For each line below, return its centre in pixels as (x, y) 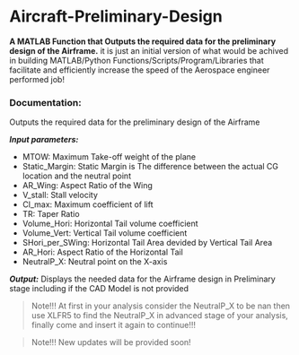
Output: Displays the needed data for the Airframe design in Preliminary (142, 279)
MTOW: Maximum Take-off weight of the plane (109, 157)
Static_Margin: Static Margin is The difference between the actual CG (150, 167)
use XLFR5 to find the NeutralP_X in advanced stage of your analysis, (160, 316)
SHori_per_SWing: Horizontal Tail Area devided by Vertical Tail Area (147, 243)
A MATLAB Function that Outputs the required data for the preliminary (143, 41)
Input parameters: (44, 140)
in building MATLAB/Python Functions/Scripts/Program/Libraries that (137, 60)
